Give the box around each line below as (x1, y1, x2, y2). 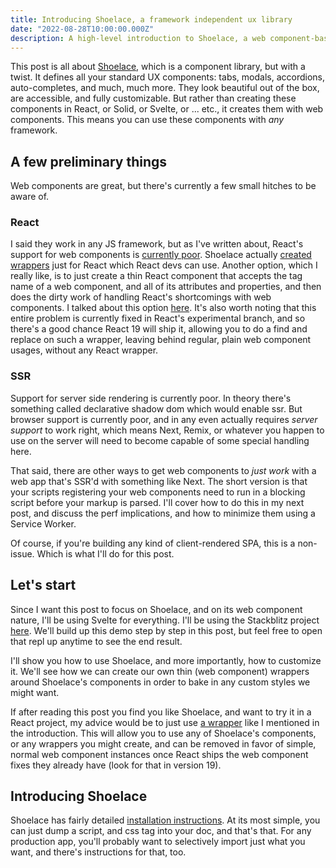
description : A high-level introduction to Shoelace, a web (10, 33, 267, 43)
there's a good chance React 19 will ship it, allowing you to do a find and (10, 323, 308, 335)
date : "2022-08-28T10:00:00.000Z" (10, 24, 155, 34)
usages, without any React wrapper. (10, 344, 159, 356)
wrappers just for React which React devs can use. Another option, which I (10, 259, 318, 271)
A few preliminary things (10, 153, 168, 170)
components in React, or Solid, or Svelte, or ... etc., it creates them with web (10, 103, 324, 115)
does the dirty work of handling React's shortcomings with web (10, 291, 272, 303)
